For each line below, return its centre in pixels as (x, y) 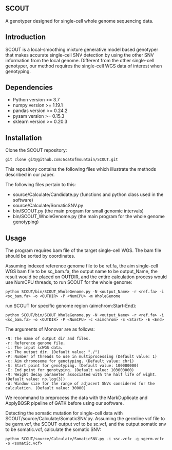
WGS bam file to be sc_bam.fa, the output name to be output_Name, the (82, 272)
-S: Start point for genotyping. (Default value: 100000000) (72, 366)
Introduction (26, 37)
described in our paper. (30, 175)
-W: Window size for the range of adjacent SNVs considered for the (80, 384)
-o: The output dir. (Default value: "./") (53, 352)
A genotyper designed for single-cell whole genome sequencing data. (79, 21)
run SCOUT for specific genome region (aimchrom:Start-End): (71, 306)
